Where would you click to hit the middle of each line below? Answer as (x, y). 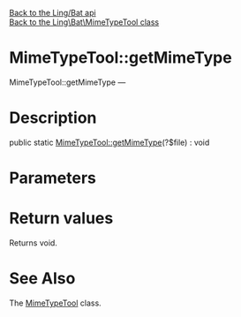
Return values (61, 219)
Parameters (53, 178)
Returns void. (33, 243)
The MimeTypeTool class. (55, 303)
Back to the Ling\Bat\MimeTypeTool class (84, 22)
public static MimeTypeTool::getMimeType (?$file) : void (109, 142)
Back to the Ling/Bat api (53, 13)
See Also (42, 279)
